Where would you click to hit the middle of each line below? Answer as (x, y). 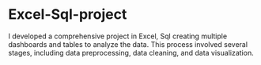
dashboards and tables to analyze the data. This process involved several (128, 44)
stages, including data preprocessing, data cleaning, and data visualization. (131, 52)
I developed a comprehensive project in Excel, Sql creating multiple (118, 36)
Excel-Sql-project (68, 14)
